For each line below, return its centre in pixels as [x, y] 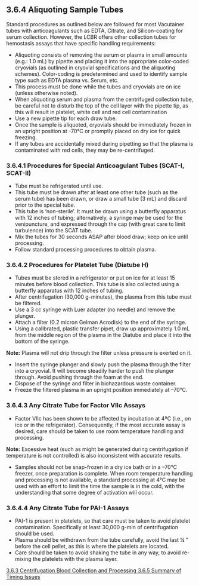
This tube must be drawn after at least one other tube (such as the [96, 192]
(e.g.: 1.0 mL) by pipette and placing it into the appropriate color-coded [102, 61]
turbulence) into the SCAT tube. [54, 231]
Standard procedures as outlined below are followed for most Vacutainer [95, 24]
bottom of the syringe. [42, 341]
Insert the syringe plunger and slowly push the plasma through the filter [103, 364]
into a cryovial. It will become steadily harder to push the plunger [94, 371]
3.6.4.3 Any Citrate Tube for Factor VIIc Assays [76, 406]
